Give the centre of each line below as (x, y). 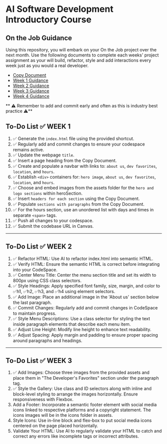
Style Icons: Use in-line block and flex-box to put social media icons (82, 420)
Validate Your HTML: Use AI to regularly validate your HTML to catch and (87, 431)
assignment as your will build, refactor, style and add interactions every (79, 60)
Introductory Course (49, 20)
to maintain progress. (34, 313)
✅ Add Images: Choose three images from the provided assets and (81, 373)
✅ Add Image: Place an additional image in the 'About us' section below (86, 297)
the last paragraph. (32, 302)
